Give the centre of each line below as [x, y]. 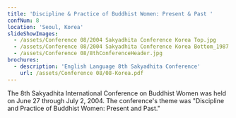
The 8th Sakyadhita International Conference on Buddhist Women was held [117, 93]
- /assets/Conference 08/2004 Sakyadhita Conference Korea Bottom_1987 [122, 47]
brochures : [23, 60]
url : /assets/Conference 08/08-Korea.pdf [82, 73]
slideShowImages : [33, 34]
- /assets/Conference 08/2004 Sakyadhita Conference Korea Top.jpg [115, 40]
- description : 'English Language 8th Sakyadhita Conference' [107, 66]
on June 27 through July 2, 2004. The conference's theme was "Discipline [116, 100]
